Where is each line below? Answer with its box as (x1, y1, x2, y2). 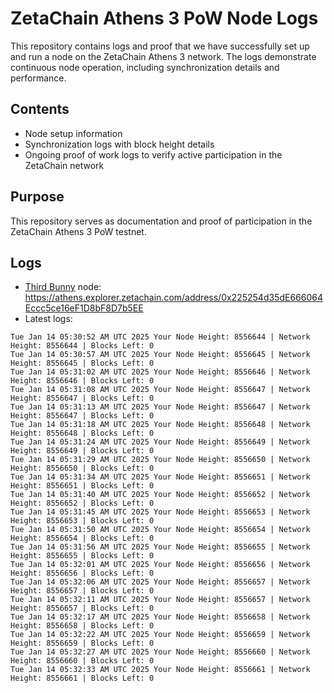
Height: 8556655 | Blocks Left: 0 (10, 551, 155, 561)
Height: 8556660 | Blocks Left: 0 (10, 656, 155, 666)
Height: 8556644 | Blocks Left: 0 (10, 341, 155, 351)
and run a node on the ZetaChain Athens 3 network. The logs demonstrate (10, 50, 317, 62)
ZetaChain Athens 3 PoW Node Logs (10, 7, 319, 30)
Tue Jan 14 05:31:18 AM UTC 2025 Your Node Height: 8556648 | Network (10, 420, 311, 430)
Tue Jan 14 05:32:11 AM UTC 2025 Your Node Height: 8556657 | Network (10, 595, 311, 605)
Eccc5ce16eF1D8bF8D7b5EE (24, 302, 144, 314)
